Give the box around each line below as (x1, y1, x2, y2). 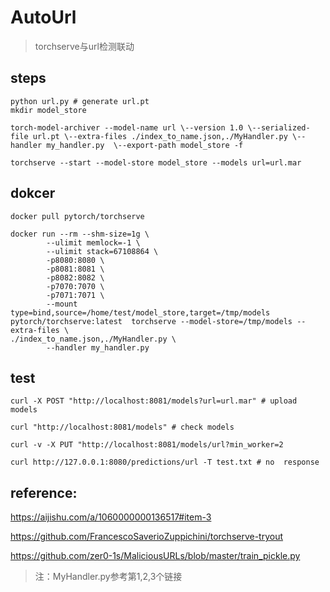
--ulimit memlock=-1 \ (46, 237, 141, 248)
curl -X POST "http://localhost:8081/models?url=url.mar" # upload (10, 396, 298, 406)
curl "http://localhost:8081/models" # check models (10, 422, 235, 433)
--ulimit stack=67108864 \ (46, 246, 159, 256)
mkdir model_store (10, 105, 87, 115)
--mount (46, 299, 78, 309)
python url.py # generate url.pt (10, 96, 150, 106)
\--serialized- (247, 122, 311, 133)
